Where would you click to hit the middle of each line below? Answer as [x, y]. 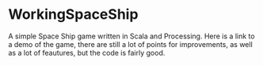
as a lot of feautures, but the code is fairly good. [87, 52]
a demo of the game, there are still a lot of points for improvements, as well [131, 44]
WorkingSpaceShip [73, 14]
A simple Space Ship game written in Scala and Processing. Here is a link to [131, 36]
